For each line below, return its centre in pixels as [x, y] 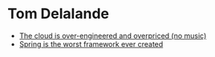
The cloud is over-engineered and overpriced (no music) [113, 36]
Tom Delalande [59, 14]
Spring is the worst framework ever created [91, 44]
